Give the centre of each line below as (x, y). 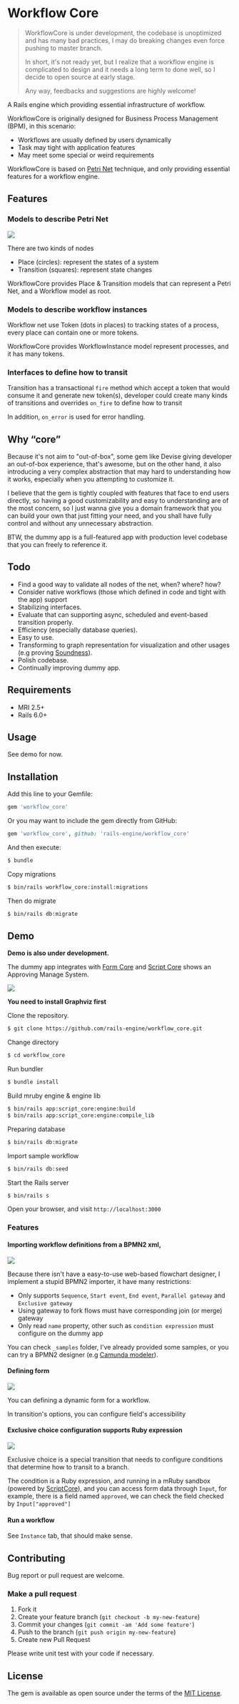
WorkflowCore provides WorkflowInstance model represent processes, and (118, 346)
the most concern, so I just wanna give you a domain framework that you (115, 509)
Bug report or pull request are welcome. (66, 1576)
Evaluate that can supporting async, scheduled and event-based (113, 614)
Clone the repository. (38, 1016)
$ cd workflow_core (36, 1056)
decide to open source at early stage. (80, 77)
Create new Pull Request (54, 1640)
